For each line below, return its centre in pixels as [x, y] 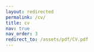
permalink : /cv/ [26, 17]
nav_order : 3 [22, 34]
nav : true [18, 28]
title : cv [18, 23]
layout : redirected [30, 12]
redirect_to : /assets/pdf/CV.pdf [47, 39]
